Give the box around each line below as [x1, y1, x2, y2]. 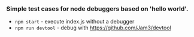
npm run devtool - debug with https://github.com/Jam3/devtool [14, 24, 172, 31]
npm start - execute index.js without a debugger [14, 18, 135, 25]
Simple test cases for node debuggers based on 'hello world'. [6, 5, 189, 13]
